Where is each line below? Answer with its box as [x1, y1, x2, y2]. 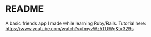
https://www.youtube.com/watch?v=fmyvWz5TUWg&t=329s [5, 25, 134, 31]
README [5, 3, 44, 15]
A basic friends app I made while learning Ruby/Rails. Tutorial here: [5, 20, 147, 26]
